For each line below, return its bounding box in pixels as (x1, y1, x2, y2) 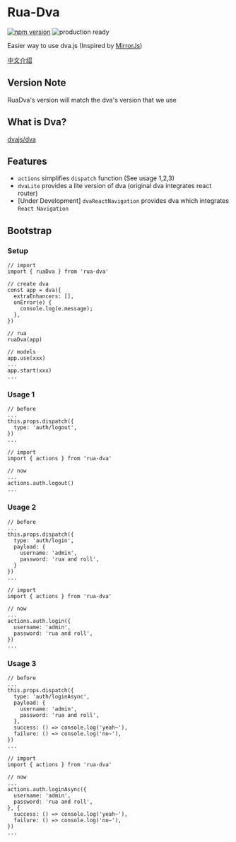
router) (17, 189, 38, 198)
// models (7, 349, 37, 356)
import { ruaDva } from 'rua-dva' (7, 268, 110, 276)
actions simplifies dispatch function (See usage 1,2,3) (17, 174, 175, 182)
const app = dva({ (7, 287, 61, 294)
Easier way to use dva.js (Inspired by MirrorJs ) (7, 41, 143, 49)
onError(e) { (13, 299, 52, 306)
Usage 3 (7, 658, 37, 668)
